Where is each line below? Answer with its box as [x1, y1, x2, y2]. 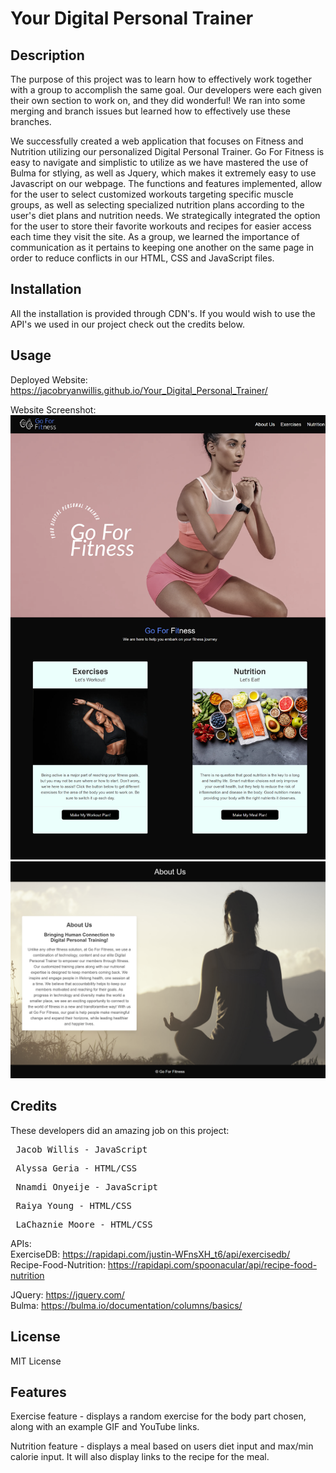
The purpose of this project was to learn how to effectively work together [10, 73, 312, 85]
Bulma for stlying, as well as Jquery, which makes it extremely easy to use [10, 167, 317, 179]
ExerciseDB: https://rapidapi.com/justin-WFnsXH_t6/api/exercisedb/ [10, 1248, 291, 1260]
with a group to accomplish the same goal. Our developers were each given [10, 84, 322, 96]
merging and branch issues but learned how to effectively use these [10, 105, 292, 117]
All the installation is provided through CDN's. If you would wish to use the [10, 307, 316, 319]
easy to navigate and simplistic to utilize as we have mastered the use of [10, 157, 309, 168]
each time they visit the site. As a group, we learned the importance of [10, 231, 300, 242]
